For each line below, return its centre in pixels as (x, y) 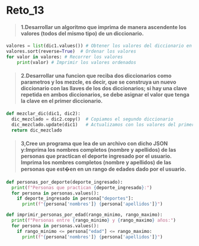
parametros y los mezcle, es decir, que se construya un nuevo (98, 82)
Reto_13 (25, 10)
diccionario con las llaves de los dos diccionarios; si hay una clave (104, 88)
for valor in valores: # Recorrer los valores (65, 57)
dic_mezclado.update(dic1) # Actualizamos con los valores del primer (103, 124)
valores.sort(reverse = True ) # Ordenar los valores (71, 52)
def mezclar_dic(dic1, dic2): (44, 114)
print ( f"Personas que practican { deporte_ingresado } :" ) (82, 187)
